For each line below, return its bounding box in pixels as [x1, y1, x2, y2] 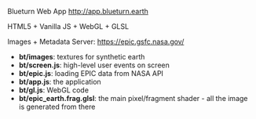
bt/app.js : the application [18, 78, 101, 86]
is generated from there [18, 102, 96, 111]
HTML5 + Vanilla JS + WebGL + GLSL [7, 22, 130, 31]
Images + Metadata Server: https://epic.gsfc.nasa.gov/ [7, 37, 185, 46]
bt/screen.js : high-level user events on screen [18, 60, 170, 70]
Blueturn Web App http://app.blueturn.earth [7, 7, 148, 16]
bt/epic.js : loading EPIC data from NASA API [18, 69, 164, 78]
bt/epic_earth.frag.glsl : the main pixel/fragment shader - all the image [18, 94, 248, 103]
